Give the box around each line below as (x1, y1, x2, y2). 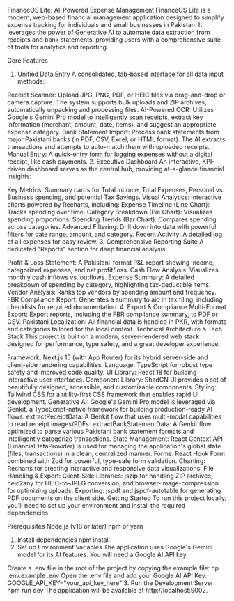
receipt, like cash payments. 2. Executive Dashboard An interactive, (7, 157, 201, 166)
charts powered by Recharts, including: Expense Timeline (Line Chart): (7, 201, 210, 208)
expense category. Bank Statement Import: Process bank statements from (7, 128, 220, 136)
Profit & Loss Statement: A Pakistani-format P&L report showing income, (7, 258, 214, 267)
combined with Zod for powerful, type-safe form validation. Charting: (7, 457, 205, 465)
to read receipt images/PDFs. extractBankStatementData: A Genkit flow (7, 420, 212, 428)
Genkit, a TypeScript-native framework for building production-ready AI (7, 405, 212, 413)
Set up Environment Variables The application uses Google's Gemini (17, 543, 213, 551)
